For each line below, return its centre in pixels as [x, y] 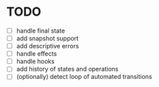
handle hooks [35, 61]
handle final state [41, 31]
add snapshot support [47, 38]
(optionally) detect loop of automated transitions [84, 77]
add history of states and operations [67, 69]
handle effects [37, 54]
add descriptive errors [47, 46]
